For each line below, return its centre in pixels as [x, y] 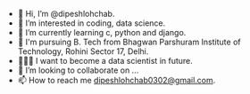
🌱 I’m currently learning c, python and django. [102, 32]
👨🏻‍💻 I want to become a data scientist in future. [105, 61]
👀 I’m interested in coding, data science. [92, 23]
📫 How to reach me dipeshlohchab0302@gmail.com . [117, 80]
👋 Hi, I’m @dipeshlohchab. [66, 14]
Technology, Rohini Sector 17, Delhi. [83, 51]
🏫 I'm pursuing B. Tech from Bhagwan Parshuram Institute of [129, 42]
